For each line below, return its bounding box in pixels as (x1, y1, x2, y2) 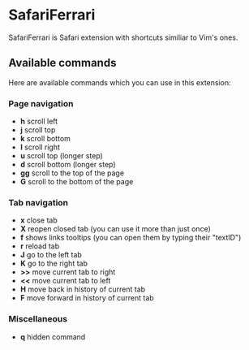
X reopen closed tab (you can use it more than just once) (19, 224, 211, 234)
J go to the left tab (19, 250, 83, 260)
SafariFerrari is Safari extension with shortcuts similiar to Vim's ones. (8, 32, 238, 42)
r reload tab (19, 241, 60, 251)
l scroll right (19, 142, 61, 152)
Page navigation (8, 97, 74, 109)
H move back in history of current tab (19, 284, 146, 294)
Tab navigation (8, 197, 69, 208)
